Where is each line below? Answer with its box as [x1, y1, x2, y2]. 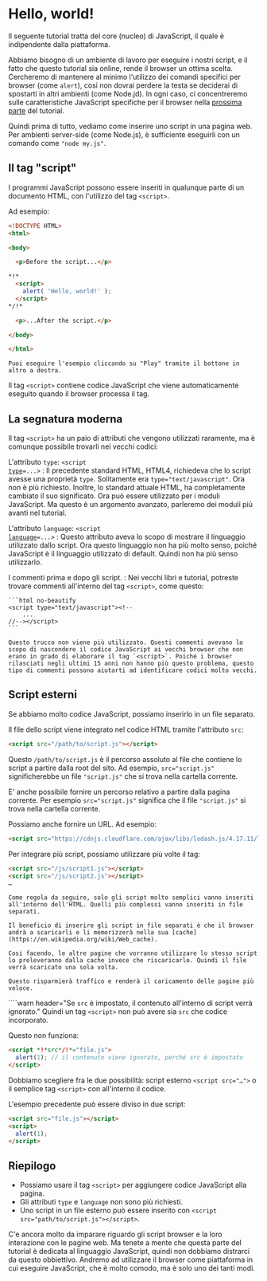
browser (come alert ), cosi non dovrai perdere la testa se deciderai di [8, 81, 238, 90]
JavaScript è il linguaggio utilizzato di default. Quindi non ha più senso [8, 549, 238, 559]
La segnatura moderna [8, 412, 123, 426]
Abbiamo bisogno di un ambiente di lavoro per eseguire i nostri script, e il [8, 55, 248, 65]
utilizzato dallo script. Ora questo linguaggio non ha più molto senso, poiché [8, 540, 257, 550]
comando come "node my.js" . [8, 138, 106, 147]
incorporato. [8, 1016, 49, 1025]
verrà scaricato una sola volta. [8, 964, 119, 972]
